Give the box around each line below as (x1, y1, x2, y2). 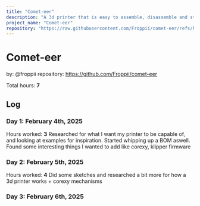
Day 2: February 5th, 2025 (6, 158, 84, 166)
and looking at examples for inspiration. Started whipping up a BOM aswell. (6, 137, 190, 144)
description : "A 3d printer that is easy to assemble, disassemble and (6, 14, 187, 20)
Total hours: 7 (6, 82, 40, 89)
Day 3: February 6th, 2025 (6, 192, 85, 201)
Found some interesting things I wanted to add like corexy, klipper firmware (6, 143, 191, 150)
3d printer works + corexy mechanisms (6, 178, 102, 185)
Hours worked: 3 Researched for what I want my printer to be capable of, (6, 130, 186, 137)
